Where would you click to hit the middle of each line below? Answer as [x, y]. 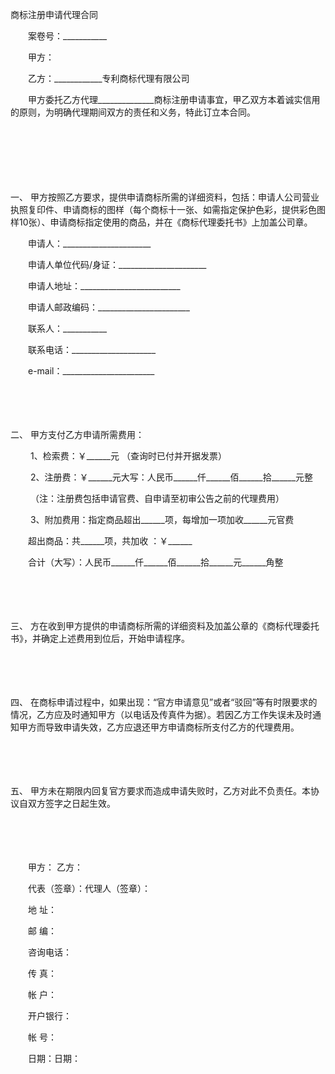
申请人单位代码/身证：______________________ [117, 264]
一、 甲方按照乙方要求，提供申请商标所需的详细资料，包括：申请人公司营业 [165, 197]
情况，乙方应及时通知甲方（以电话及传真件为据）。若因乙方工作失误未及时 [161, 714]
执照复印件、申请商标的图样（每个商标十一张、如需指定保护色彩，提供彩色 [163, 209]
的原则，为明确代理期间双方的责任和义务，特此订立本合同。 [133, 112]
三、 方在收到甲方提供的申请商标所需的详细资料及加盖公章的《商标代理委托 [165, 626]
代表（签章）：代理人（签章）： [89, 888]
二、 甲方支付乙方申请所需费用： [77, 434]
